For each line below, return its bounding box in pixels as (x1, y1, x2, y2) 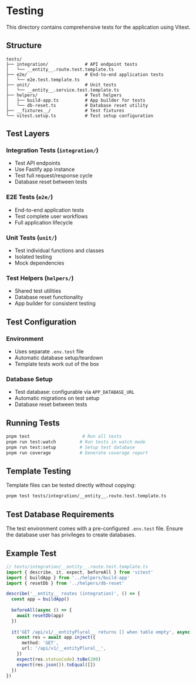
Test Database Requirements (6, 509, 114, 519)
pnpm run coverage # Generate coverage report (6, 450, 148, 456)
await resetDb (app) (16, 612, 65, 618)
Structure (6, 41, 42, 51)
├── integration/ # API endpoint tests (6, 61, 138, 67)
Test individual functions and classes (14, 247, 104, 254)
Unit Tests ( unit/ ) (6, 233, 58, 242)
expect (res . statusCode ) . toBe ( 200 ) (16, 656, 101, 662)
